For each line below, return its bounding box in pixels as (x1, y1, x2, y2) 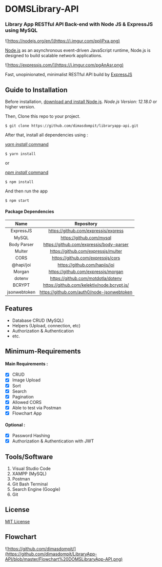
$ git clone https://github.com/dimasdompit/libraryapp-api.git (5, 124, 139, 128)
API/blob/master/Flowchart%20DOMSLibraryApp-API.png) (5, 556, 123, 562)
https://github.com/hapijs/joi (58, 262, 115, 268)
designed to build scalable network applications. (5, 53, 102, 59)
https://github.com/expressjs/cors (52, 255, 121, 261)
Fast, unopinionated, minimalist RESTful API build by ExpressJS (5, 72, 133, 78)
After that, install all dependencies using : (5, 132, 88, 138)
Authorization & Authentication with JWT (12, 438, 94, 444)
